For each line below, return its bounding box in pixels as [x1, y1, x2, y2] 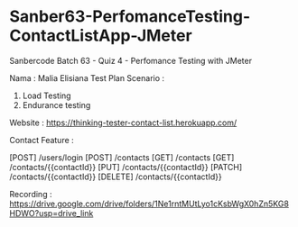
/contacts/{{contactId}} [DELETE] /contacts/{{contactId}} [9, 171, 223, 182]
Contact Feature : [9, 134, 74, 145]
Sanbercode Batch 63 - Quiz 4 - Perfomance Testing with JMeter [9, 55, 253, 66]
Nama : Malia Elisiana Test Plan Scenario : [9, 72, 165, 83]
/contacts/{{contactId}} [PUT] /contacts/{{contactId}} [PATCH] [9, 161, 243, 172]
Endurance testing [22, 99, 91, 110]
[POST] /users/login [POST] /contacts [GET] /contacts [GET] [9, 151, 235, 163]
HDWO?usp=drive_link [9, 207, 94, 218]
